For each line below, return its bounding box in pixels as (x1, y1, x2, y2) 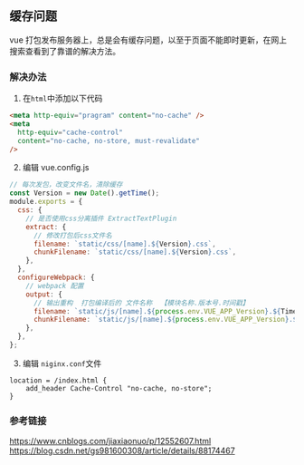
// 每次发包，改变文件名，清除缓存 (9, 180, 123, 189)
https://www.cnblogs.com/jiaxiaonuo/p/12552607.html (9, 436, 212, 447)
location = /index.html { (9, 375, 107, 385)
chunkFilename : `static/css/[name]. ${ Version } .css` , (33, 247, 237, 257)
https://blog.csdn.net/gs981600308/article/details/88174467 (9, 445, 235, 456)
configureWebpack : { (17, 273, 95, 283)
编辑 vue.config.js (22, 162, 90, 173)
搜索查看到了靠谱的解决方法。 (9, 45, 120, 56)
